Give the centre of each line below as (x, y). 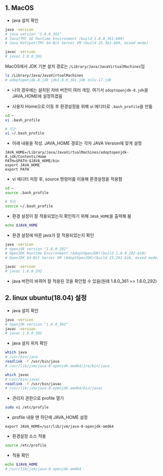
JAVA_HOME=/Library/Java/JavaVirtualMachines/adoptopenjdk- (67, 153)
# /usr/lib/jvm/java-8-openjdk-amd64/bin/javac (54, 388)
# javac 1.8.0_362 (24, 333)
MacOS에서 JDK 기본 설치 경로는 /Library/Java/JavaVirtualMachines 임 (75, 66)
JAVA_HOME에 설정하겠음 (37, 96)
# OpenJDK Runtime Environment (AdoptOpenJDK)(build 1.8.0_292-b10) (76, 253)
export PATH (17, 170)
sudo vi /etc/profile (27, 407)
